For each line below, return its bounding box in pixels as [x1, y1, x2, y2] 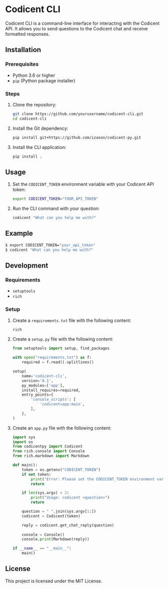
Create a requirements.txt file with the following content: [12, 317, 132, 324]
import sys [12, 435, 36, 440]
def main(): [12, 463, 38, 468]
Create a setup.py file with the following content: [12, 336, 114, 342]
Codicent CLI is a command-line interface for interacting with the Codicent [5, 20, 160, 26]
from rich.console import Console [12, 449, 85, 454]
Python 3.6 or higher [12, 72, 55, 78]
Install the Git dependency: [12, 125, 69, 131]
